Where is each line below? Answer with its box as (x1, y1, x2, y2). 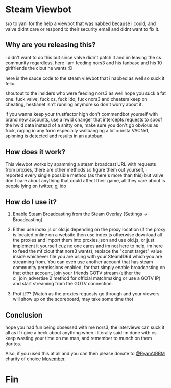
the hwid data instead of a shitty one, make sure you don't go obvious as (5, 122, 158, 128)
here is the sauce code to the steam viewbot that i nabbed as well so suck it (5, 75, 165, 81)
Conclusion (5, 310, 43, 320)
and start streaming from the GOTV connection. (12, 281, 113, 287)
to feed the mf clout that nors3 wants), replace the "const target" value (12, 248, 162, 254)
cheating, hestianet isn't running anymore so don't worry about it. (5, 101, 143, 107)
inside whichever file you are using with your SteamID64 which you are (12, 254, 162, 260)
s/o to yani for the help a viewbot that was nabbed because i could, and (5, 20, 156, 27)
